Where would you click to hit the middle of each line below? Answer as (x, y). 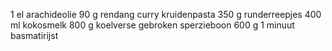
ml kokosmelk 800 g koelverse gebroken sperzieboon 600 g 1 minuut (152, 25)
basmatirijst (34, 35)
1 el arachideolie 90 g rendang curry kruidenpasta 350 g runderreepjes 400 (166, 14)
